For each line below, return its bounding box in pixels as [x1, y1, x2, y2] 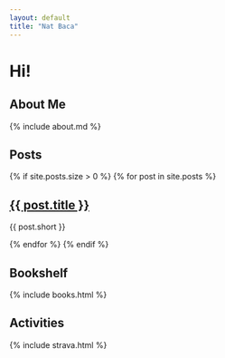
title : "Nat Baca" [9, 22, 79, 31]
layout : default [9, 13, 70, 23]
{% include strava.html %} [9, 339, 108, 350]
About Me [9, 97, 66, 112]
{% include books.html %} [9, 289, 108, 300]
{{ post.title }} [9, 197, 90, 213]
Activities [9, 315, 65, 331]
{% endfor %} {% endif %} [9, 239, 109, 250]
